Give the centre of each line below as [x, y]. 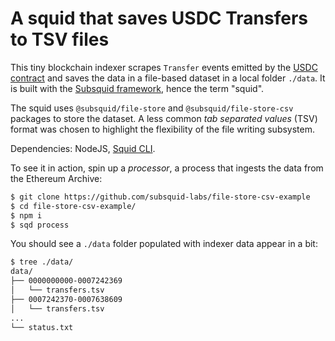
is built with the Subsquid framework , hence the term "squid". [137, 88]
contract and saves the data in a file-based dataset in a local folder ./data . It [168, 78]
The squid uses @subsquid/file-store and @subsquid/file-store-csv [152, 108]
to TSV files [60, 39]
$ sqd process [40, 225]
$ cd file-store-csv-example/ [73, 206]
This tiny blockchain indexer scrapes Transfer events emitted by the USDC [164, 67]
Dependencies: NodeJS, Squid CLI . [83, 148]
